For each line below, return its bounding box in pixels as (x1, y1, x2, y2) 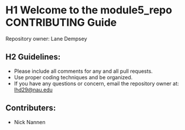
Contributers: (5, 103, 56, 113)
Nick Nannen (13, 118, 46, 125)
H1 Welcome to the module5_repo (5, 3, 172, 17)
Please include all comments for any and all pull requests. (13, 68, 153, 75)
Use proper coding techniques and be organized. (13, 73, 133, 80)
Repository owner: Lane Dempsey (5, 35, 87, 42)
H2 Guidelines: (5, 52, 61, 62)
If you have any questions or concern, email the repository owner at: (13, 80, 179, 87)
